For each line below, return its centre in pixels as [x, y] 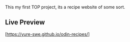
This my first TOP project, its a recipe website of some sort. [65, 7]
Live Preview [25, 22]
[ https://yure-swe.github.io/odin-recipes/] [47, 34]
